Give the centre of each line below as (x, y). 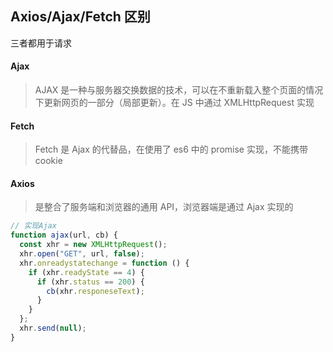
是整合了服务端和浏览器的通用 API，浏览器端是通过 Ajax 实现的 (164, 207)
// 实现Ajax (33, 226)
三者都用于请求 (41, 43)
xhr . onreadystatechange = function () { (104, 263)
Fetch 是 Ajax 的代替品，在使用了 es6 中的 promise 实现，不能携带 (171, 149)
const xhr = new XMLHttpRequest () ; (93, 245)
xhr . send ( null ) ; (53, 328)
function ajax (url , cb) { (64, 235)
